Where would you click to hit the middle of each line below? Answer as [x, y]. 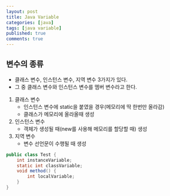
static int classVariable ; [50, 165]
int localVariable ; [51, 177]
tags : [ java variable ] [34, 28]
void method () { [37, 171]
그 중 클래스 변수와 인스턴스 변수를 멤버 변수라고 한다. [76, 87]
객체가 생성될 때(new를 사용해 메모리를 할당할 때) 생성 [85, 129]
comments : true [25, 39]
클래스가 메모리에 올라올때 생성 [59, 114]
